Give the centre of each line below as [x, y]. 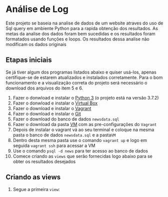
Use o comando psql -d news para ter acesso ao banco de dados [80, 150]
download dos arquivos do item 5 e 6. [44, 88]
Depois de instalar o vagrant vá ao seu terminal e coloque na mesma [83, 129]
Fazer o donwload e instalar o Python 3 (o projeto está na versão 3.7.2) [86, 97]
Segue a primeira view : [36, 189]
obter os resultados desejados [44, 161]
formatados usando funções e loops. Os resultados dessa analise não [77, 39]
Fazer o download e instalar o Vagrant [52, 108]
